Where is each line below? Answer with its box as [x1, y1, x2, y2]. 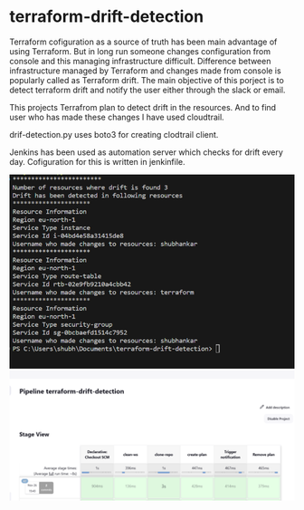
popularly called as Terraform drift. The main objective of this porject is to [9, 74, 285, 85]
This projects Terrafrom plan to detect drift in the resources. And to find [9, 101, 277, 112]
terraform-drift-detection [9, 6, 204, 27]
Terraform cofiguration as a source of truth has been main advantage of [9, 36, 278, 47]
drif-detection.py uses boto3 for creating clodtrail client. [9, 129, 219, 140]
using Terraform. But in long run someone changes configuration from [9, 45, 271, 56]
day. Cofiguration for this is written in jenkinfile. [9, 156, 185, 167]
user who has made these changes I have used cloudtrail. [9, 111, 224, 122]
